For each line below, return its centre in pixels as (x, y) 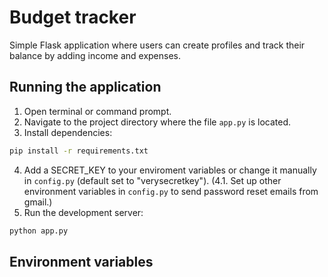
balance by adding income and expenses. (95, 55)
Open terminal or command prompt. (97, 111)
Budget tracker (73, 17)
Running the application (85, 87)
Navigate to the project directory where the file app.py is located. (157, 122)
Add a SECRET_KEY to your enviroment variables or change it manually (170, 170)
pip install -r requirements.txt (79, 151)
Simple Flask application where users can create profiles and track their (157, 45)
